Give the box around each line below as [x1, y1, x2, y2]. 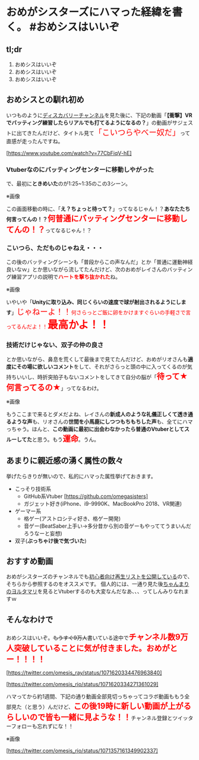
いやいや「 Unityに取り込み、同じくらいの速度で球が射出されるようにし [6, 298, 181, 306]
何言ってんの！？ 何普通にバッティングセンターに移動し [6, 213, 188, 223]
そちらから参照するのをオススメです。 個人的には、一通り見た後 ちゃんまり [6, 581, 189, 588]
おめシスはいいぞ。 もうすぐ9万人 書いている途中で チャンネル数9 [6, 632, 181, 642]
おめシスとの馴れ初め [6, 94, 84, 105]
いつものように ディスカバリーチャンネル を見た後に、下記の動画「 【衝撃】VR [6, 111, 192, 119]
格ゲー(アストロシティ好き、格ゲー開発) [23, 515, 121, 522]
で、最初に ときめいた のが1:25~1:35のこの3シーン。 [6, 180, 131, 187]
